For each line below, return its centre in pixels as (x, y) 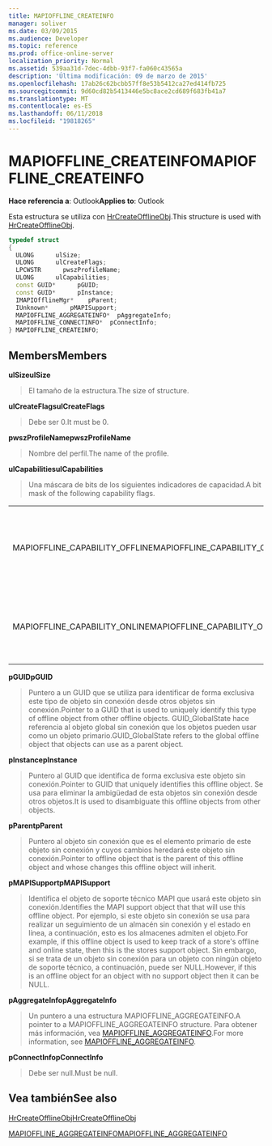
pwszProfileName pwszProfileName (70, 437)
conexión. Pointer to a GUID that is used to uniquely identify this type (142, 710)
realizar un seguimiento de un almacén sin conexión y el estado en (139, 924)
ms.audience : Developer (49, 38)
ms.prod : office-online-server (61, 53)
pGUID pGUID (31, 677)
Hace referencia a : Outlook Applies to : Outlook (86, 201)
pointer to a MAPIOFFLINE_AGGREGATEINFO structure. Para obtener (142, 1024)
